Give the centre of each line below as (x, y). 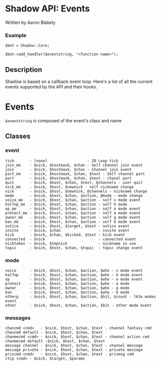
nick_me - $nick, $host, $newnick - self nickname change (70, 187)
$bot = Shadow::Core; (27, 46)
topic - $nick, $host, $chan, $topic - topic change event (74, 248)
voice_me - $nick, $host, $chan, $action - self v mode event (73, 200)
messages (18, 318)
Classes (18, 137)
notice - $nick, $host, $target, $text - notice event (67, 226)
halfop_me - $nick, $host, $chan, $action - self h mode (66, 204)
